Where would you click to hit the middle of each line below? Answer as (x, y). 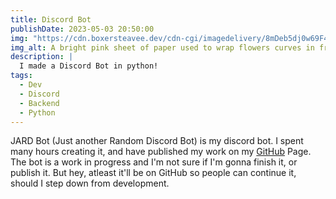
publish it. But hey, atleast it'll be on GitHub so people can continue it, (153, 173)
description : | (42, 57)
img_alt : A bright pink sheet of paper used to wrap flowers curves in (162, 47)
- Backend (39, 103)
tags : (21, 76)
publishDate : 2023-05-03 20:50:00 (82, 29)
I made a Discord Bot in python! (89, 66)
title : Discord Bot (51, 19)
